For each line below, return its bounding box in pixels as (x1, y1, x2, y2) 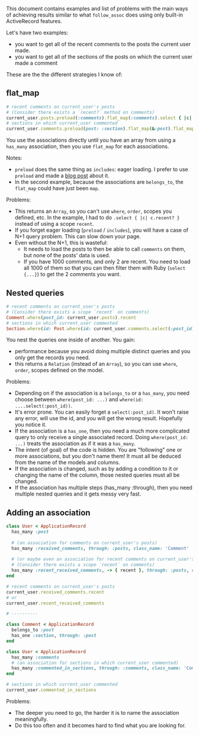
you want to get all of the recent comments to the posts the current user (14, 41, 191, 47)
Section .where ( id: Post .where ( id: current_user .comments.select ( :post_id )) (6, 325, 197, 331)
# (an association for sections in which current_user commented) (11, 660, 179, 666)
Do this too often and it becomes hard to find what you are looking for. (14, 721, 187, 728)
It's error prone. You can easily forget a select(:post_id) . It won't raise (14, 408, 189, 416)
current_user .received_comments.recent (6, 589, 105, 595)
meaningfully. (14, 715, 49, 723)
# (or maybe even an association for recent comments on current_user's (11, 557, 195, 563)
